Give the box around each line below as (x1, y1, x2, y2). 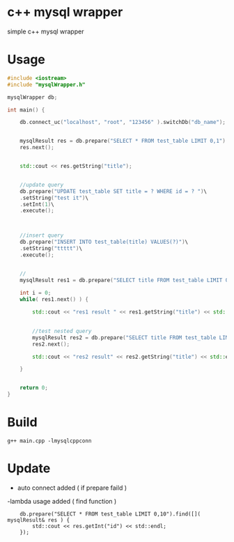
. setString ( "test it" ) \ (19, 194, 89, 201)
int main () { (7, 106, 45, 114)
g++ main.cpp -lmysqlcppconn (7, 437, 92, 444)
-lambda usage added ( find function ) (7, 497, 117, 505)
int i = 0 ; (19, 290, 52, 297)
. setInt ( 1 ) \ (19, 201, 54, 208)
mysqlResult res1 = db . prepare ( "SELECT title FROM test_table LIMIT (19, 277, 223, 284)
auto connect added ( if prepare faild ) (17, 483, 127, 492)
